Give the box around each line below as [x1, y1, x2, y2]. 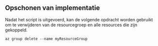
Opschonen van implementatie [5, 4, 100, 12]
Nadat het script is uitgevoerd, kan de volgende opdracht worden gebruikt [5, 16, 153, 22]
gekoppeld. [5, 27, 28, 33]
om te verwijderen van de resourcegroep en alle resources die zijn [5, 22, 138, 28]
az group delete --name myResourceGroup [5, 36, 88, 41]
